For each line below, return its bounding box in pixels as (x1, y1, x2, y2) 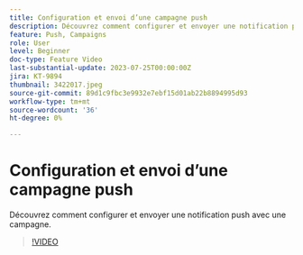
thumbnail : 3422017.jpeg (9, 80, 103, 89)
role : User (9, 38, 50, 48)
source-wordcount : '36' (9, 105, 99, 114)
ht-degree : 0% (9, 114, 63, 123)
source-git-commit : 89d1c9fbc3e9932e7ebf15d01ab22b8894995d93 (9, 88, 248, 97)
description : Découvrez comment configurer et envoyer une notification (9, 22, 289, 31)
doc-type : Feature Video (9, 55, 103, 64)
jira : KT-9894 (9, 72, 63, 81)
